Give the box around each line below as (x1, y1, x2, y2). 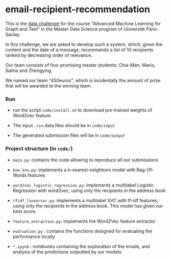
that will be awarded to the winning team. (5, 83, 92, 89)
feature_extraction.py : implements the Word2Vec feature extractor (12, 218, 156, 224)
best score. (12, 208, 37, 214)
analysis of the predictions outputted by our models (12, 249, 121, 255)
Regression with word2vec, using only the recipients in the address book (12, 187, 166, 194)
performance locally (12, 233, 55, 240)
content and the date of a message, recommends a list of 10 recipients (5, 46, 154, 53)
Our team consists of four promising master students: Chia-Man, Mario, (5, 62, 156, 68)
